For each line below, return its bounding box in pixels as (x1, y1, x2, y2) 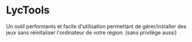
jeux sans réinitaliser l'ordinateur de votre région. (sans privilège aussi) (6, 29, 177, 36)
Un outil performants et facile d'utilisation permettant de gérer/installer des (6, 23, 187, 30)
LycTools (6, 3, 50, 17)
